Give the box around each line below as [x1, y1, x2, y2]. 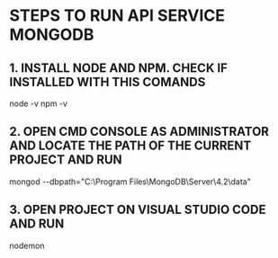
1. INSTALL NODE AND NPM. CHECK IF [9, 60, 228, 76]
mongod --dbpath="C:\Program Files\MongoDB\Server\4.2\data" [9, 176, 252, 187]
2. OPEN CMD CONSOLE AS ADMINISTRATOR [9, 124, 270, 139]
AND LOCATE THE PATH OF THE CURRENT [9, 138, 252, 154]
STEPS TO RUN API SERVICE [9, 5, 226, 26]
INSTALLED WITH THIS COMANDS [9, 74, 206, 90]
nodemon [9, 240, 45, 251]
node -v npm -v [9, 98, 67, 109]
